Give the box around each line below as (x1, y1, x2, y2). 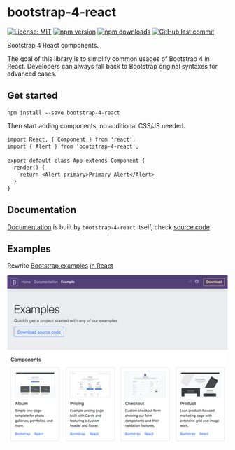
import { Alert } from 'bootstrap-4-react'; (7, 143, 139, 150)
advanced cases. (7, 69, 57, 78)
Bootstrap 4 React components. (7, 41, 99, 49)
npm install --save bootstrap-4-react (7, 109, 120, 116)
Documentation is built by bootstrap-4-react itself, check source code (7, 222, 210, 231)
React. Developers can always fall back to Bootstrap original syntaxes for (7, 62, 218, 70)
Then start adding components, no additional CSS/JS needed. (7, 121, 185, 130)
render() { (13, 164, 45, 171)
